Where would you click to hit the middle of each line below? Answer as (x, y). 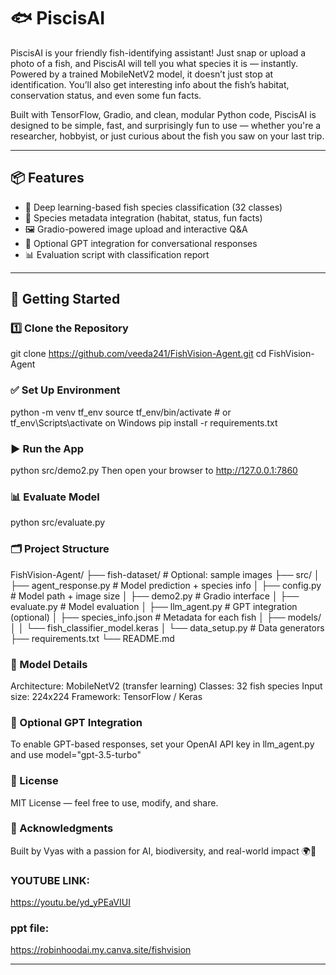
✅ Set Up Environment (65, 390)
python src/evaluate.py (58, 522)
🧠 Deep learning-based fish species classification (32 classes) (153, 207)
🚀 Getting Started (65, 299)
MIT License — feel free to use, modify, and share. (114, 802)
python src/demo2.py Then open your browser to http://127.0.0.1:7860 (154, 471)
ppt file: (30, 928)
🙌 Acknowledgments (62, 828)
